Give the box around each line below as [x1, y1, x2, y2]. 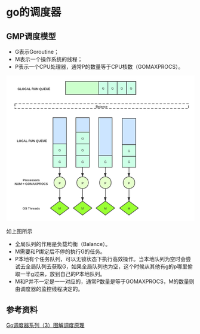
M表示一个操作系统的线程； [14, 56, 83, 63]
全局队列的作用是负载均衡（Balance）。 [14, 241, 111, 248]
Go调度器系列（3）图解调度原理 [6, 321, 85, 329]
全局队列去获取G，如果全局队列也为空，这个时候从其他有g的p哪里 [25, 263, 188, 270]
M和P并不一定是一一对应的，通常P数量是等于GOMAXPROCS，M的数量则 [14, 278, 195, 285]
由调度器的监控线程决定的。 [14, 286, 84, 293]
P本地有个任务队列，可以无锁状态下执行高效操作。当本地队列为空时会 [14, 256, 186, 263]
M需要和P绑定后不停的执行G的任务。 [14, 248, 106, 255]
